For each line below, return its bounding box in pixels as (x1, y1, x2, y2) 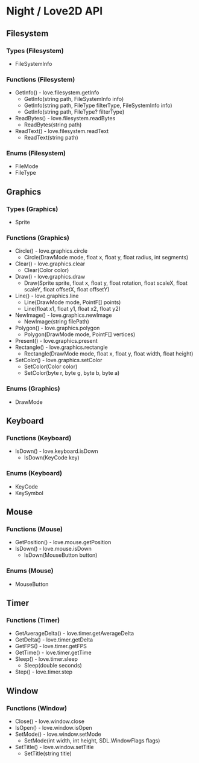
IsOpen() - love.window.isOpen (14, 724, 92, 732)
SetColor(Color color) (24, 363, 78, 370)
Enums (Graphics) (6, 385, 60, 393)
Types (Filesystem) (6, 47, 65, 55)
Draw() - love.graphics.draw (14, 273, 86, 281)
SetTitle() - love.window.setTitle (14, 744, 94, 751)
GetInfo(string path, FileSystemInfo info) (24, 96, 124, 103)
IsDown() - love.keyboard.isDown (14, 447, 98, 455)
